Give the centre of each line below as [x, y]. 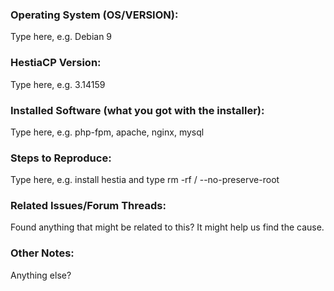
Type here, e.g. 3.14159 [58, 84]
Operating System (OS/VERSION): [94, 15]
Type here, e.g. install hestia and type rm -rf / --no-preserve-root [145, 180]
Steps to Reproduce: [61, 158]
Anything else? [41, 275]
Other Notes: [42, 253]
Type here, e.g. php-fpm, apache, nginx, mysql [107, 132]
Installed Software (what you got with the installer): [137, 110]
